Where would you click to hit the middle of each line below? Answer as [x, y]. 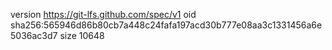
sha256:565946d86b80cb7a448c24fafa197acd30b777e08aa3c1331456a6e [166, 25]
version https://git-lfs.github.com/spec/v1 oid [103, 14]
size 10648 [82, 35]
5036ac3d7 [34, 35]
